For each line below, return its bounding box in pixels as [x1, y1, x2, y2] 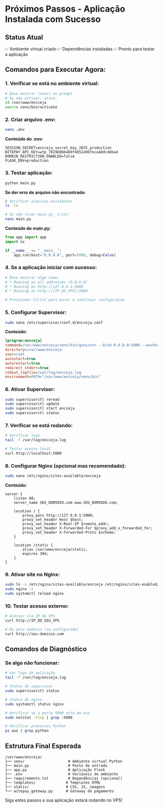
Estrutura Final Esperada [5, 742, 81, 750]
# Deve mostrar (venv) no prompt [5, 91, 73, 96]
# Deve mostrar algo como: [5, 275, 60, 280]
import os [5, 239, 25, 244]
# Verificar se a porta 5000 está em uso [5, 710, 90, 716]
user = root [5, 352, 25, 357]
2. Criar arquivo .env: [5, 116, 56, 123]
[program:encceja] [5, 338, 42, 343]
